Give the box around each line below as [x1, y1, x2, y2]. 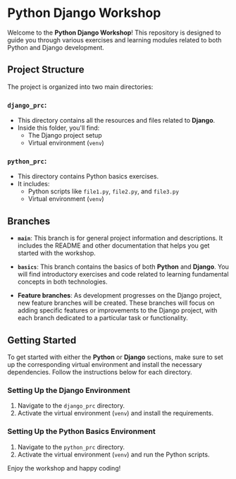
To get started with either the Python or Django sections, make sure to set [7, 353, 223, 361]
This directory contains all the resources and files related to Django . [17, 116, 216, 125]
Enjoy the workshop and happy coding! [7, 463, 121, 472]
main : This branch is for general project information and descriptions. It [17, 234, 223, 243]
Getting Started [7, 334, 77, 346]
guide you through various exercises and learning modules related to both [7, 35, 222, 44]
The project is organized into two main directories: [7, 83, 154, 91]
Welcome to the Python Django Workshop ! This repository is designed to [7, 28, 221, 37]
